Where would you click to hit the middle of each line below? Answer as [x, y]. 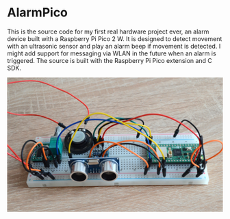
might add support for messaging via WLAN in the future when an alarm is [112, 53]
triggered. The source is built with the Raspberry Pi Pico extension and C [110, 60]
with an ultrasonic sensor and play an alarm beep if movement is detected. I [114, 46]
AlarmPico [38, 13]
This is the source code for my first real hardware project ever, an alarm [108, 31]
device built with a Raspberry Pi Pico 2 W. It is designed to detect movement [115, 38]
